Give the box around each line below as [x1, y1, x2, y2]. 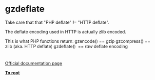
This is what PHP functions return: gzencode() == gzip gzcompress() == [5, 38, 151, 44]
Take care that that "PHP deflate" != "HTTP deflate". [5, 19, 110, 25]
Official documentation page [5, 61, 62, 66]
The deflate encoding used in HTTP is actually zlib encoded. [5, 29, 127, 34]
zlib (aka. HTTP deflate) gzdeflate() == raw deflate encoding [5, 43, 128, 49]
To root [5, 70, 20, 76]
